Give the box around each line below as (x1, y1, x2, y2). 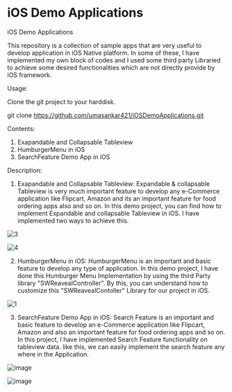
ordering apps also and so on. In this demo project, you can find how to (17, 201, 222, 210)
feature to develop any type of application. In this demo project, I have (17, 264, 219, 272)
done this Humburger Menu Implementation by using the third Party (17, 271, 211, 280)
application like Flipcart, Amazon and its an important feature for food (17, 194, 217, 203)
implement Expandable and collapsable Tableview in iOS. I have (17, 209, 200, 217)
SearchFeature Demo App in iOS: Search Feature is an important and (17, 313, 214, 321)
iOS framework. (7, 71, 52, 79)
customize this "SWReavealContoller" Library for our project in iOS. (17, 286, 210, 294)
